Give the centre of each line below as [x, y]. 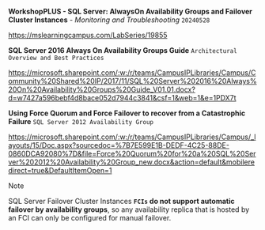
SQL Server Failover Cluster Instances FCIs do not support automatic [121, 201]
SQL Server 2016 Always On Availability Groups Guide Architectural [123, 50]
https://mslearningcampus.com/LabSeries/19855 [88, 35]
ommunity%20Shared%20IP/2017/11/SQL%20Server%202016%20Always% [132, 81]
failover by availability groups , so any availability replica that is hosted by [129, 209]
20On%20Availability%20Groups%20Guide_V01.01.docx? [102, 89]
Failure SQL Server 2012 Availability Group [81, 121]
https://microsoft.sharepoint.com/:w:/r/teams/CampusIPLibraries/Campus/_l [132, 137]
